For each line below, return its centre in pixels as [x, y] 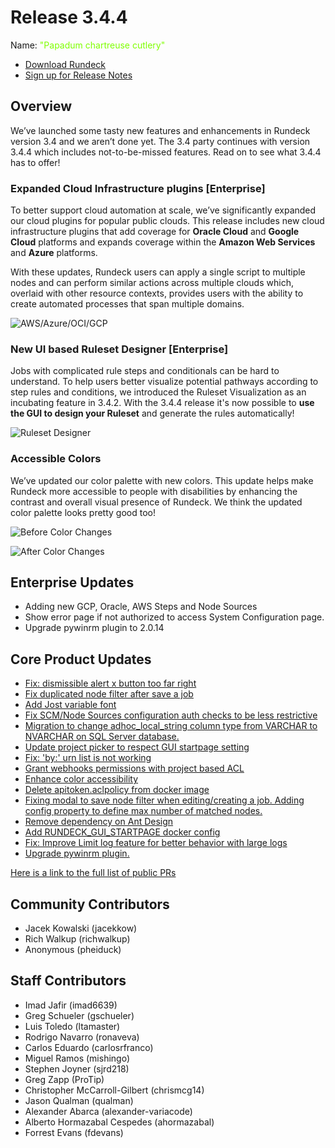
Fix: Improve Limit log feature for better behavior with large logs [156, 843]
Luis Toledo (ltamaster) [72, 1026]
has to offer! [35, 162]
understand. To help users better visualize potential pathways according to [164, 382]
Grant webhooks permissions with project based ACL [134, 768]
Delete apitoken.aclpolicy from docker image [117, 790]
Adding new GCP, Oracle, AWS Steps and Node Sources [141, 607]
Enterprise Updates [72, 582]
